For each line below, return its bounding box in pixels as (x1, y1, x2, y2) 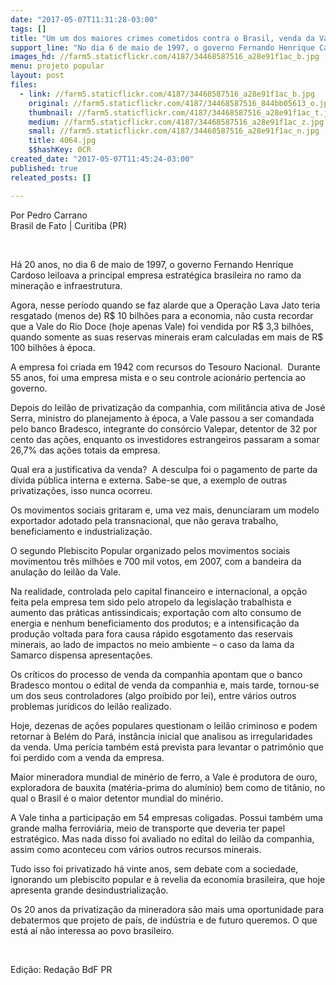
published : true (10, 163, 78, 173)
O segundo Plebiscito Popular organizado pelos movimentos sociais (10, 544, 291, 556)
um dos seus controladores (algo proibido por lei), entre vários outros (10, 689, 297, 701)
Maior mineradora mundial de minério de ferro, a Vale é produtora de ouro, (10, 771, 318, 783)
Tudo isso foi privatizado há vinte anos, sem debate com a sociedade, (10, 862, 299, 875)
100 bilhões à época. (10, 341, 96, 353)
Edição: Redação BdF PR (10, 963, 113, 975)
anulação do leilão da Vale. (10, 566, 122, 578)
